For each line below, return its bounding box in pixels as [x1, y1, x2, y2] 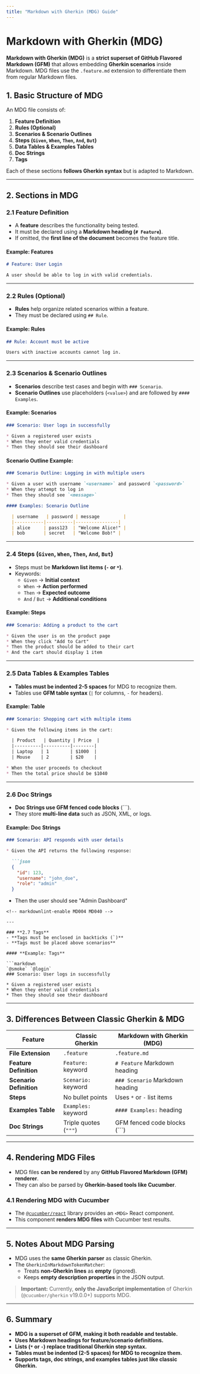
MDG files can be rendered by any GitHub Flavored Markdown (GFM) [14, 1168, 188, 1175]
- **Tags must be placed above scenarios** [6, 940, 116, 946]
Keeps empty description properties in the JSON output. [23, 1273, 165, 1280]
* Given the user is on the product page [6, 633, 111, 639]
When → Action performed [23, 582, 88, 589]
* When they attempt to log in [6, 487, 84, 493]
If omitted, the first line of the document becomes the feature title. [14, 234, 180, 242]
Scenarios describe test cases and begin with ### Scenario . [14, 382, 163, 390]
